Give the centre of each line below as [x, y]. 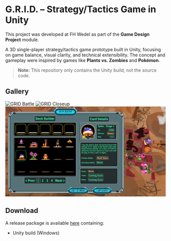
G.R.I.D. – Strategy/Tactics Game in [81, 9]
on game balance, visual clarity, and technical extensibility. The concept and [85, 55]
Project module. [22, 40]
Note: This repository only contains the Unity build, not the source [87, 70]
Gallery [17, 92]
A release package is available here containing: [55, 223]
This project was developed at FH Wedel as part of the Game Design [78, 34]
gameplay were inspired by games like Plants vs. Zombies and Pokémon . [83, 60]
